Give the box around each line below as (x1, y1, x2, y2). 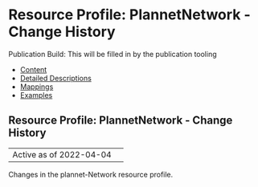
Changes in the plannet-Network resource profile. (8, 169, 174, 179)
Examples (19, 90, 53, 100)
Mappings (19, 82, 54, 91)
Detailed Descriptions (19, 73, 92, 83)
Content (19, 64, 47, 74)
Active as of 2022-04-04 (12, 148, 112, 160)
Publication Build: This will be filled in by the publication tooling (8, 49, 217, 59)
